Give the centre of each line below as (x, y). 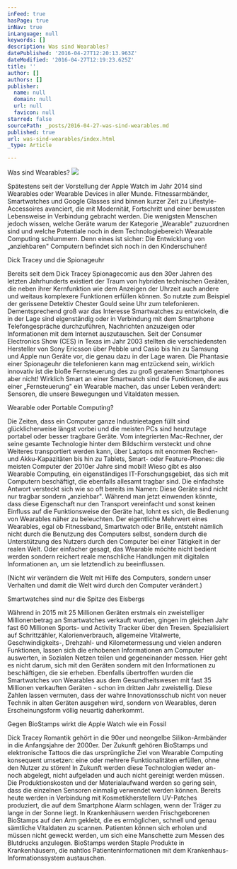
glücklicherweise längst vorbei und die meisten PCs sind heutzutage (107, 429)
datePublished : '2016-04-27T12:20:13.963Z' (73, 54)
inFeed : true (27, 14)
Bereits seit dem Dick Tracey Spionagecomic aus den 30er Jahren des (110, 274)
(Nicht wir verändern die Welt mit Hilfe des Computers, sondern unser (109, 578)
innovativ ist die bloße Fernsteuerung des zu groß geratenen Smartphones (116, 371)
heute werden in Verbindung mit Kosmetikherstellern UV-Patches (102, 798)
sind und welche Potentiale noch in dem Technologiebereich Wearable (110, 231)
